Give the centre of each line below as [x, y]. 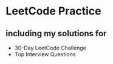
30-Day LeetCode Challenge [50, 48]
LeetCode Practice [53, 11]
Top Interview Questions [45, 54]
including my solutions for [56, 34]
